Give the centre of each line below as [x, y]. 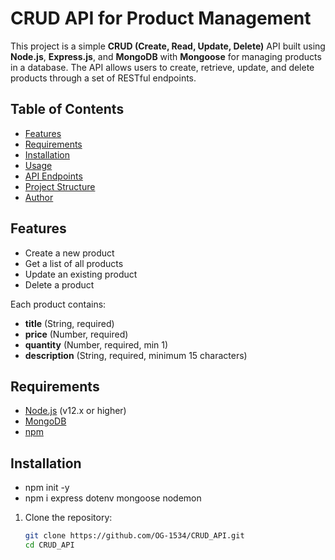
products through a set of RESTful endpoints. [103, 78]
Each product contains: [58, 304]
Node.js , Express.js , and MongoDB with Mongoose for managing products [166, 56]
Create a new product [69, 253]
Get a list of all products [74, 263]
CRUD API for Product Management [161, 18]
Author [39, 197]
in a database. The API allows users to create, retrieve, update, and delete [162, 67]
